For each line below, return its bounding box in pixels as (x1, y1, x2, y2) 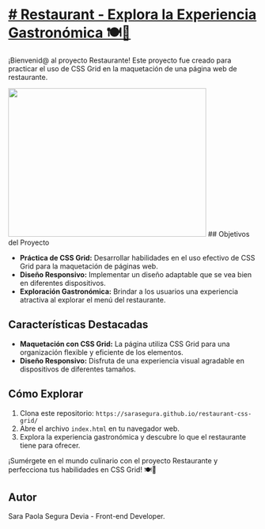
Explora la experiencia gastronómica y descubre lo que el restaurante (19, 432, 247, 441)
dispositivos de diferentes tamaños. (19, 364, 136, 374)
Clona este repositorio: (19, 408, 94, 417)
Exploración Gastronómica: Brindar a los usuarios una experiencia (19, 287, 239, 296)
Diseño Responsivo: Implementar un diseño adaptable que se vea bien (19, 269, 252, 279)
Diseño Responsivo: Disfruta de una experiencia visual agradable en (19, 356, 245, 365)
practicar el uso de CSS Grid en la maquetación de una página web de (8, 63, 237, 73)
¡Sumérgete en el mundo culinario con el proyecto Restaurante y (8, 455, 218, 465)
